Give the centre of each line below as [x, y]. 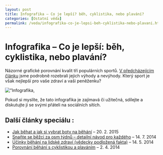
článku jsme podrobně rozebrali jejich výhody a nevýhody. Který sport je [77, 76]
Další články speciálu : [40, 120]
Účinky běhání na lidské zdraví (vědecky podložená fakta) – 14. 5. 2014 [83, 142]
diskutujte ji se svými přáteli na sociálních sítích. [53, 105]
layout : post [18, 9]
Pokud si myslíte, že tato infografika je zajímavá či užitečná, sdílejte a [74, 100]
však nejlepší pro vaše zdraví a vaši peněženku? [53, 81]
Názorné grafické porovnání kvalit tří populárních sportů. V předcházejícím [80, 71]
